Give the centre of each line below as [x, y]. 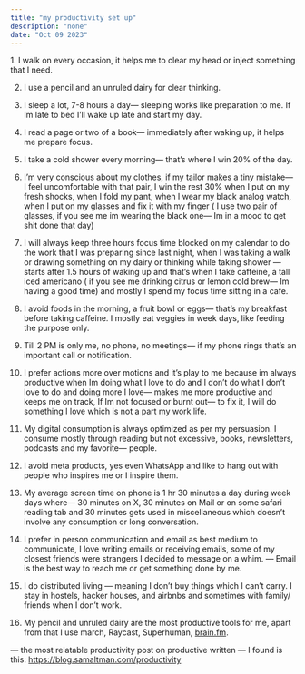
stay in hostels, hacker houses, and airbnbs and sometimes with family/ [157, 596]
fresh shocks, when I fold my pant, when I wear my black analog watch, [157, 197]
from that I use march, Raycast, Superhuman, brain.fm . [126, 632]
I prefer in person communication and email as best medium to [140, 540]
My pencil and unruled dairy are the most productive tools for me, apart [157, 623]
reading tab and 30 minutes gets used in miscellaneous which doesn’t [154, 513]
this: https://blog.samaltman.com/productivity [96, 659]
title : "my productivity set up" [74, 18]
